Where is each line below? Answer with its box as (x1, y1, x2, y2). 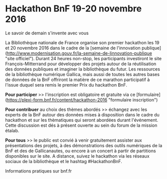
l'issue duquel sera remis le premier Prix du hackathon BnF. (5, 82, 127, 88)
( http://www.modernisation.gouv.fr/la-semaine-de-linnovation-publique (5, 50, 152, 56)
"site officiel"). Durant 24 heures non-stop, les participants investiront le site (5, 55, 162, 61)
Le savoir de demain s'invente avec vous (5, 30, 89, 36)
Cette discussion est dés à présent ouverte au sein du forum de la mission (5, 122, 158, 128)
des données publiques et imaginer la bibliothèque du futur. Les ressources (5, 66, 161, 72)
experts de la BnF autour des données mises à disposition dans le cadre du (5, 111, 160, 117)
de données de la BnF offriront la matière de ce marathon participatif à (5, 77, 150, 83)
